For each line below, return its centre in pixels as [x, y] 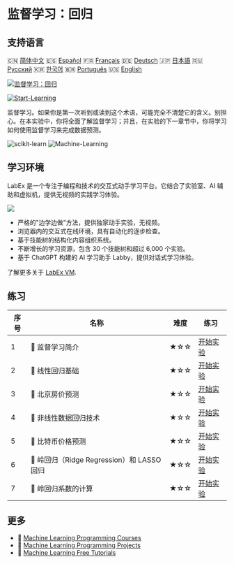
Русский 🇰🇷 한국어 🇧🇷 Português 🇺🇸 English [75, 69]
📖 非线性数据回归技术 [65, 418]
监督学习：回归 [50, 14]
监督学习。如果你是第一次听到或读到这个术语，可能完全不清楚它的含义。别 [114, 112]
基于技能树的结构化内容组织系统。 [66, 240]
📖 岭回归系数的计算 [62, 489]
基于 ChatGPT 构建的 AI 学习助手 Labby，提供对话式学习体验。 [107, 257]
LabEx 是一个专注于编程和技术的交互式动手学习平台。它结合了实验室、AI [111, 185]
